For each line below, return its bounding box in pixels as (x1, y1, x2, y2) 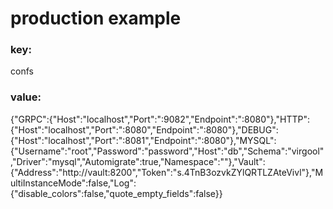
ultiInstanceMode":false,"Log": (10, 177, 137, 189)
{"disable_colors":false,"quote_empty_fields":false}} (10, 187, 223, 199)
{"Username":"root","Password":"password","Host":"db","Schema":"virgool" (10, 145, 325, 157)
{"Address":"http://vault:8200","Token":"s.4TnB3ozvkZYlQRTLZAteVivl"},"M (10, 166, 324, 178)
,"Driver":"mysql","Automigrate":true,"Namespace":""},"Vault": (10, 155, 266, 167)
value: (10, 90, 42, 104)
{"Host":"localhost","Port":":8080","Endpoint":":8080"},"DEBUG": (10, 123, 279, 136)
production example (10, 7, 182, 30)
